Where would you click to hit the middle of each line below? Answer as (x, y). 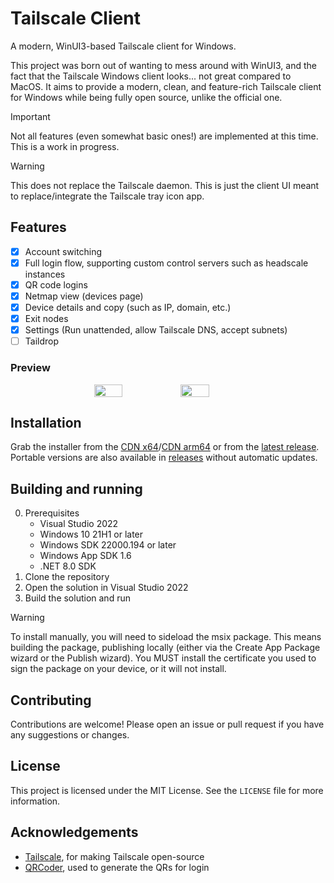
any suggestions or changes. (70, 734)
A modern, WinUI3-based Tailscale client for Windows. (123, 46)
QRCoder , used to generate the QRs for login (117, 867)
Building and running (76, 488)
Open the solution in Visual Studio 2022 (106, 588)
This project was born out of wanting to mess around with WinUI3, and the (163, 65)
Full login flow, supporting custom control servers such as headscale (166, 263)
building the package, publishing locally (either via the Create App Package (165, 648)
